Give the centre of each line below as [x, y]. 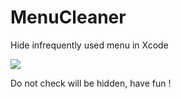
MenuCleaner [68, 17]
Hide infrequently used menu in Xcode [89, 45]
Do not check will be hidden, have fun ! [91, 83]
